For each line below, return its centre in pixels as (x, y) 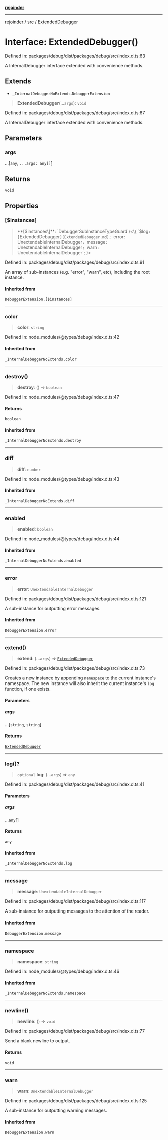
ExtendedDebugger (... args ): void (52, 103)
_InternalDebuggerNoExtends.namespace (45, 993)
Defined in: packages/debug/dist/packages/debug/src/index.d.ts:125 (76, 1101)
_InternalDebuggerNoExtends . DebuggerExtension (61, 93)
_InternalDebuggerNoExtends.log (39, 864)
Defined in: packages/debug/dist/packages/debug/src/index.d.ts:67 (75, 113)
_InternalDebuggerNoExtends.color (41, 359)
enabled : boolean (35, 529)
